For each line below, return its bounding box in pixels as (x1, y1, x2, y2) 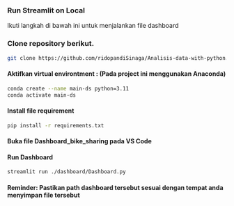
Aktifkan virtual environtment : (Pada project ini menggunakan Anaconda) (7, 70, 226, 78)
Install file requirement (7, 106, 75, 115)
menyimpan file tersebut (7, 191, 80, 199)
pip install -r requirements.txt (7, 122, 104, 129)
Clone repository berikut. (7, 39, 95, 49)
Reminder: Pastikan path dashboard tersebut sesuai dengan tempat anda (7, 183, 224, 191)
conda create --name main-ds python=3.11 (7, 85, 130, 92)
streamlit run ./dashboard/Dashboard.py (7, 168, 127, 175)
